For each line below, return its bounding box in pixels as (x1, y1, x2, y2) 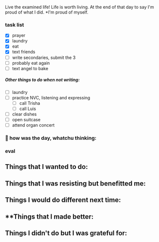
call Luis (19, 106, 36, 112)
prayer (12, 33, 26, 38)
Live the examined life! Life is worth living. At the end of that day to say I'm (5, 4, 154, 10)
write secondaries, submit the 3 (12, 55, 76, 60)
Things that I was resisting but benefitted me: (5, 179, 146, 187)
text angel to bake (12, 65, 49, 71)
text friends (12, 49, 35, 55)
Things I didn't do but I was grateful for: (5, 229, 127, 237)
